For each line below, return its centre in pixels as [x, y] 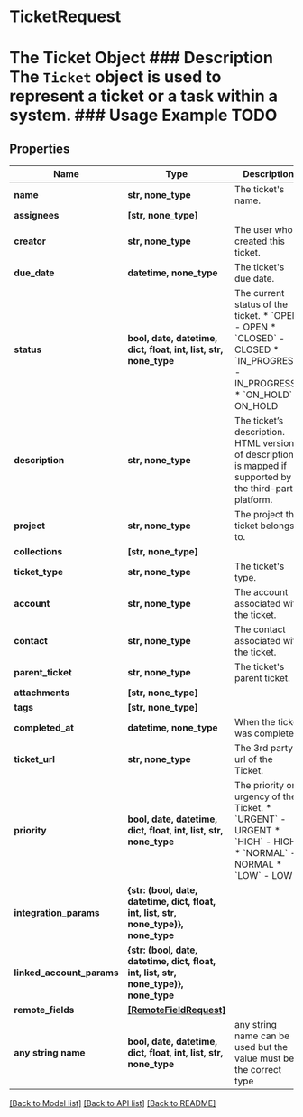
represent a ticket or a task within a [143, 96]
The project [259, 515]
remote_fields [44, 1010]
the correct [258, 1070]
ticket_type [38, 572]
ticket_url [35, 759]
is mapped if [260, 466]
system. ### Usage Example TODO [143, 116]
